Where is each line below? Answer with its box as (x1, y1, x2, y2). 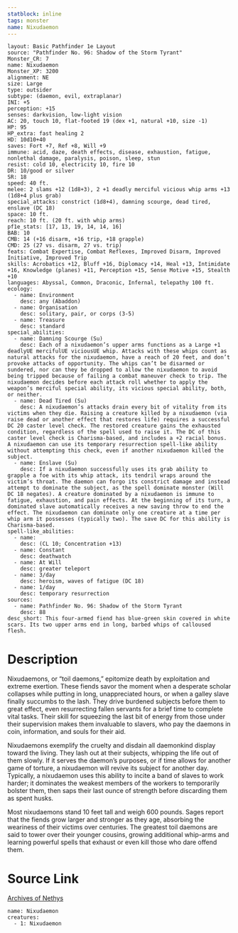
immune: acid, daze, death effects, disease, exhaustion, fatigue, (7, 149, 212, 156)
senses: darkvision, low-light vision (7, 112, 122, 119)
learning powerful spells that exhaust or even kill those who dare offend (7, 838, 217, 846)
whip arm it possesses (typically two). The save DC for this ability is (7, 516, 231, 523)
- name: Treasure (13, 317, 65, 324)
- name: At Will (13, 559, 62, 566)
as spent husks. (7, 794, 54, 803)
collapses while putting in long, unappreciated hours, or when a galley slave (7, 690, 229, 699)
